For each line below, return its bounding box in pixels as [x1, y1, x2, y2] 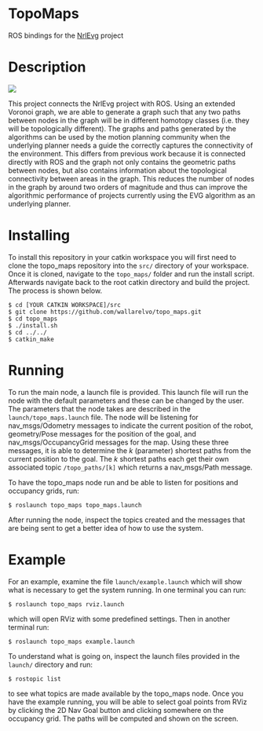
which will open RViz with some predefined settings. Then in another [8, 614, 230, 623]
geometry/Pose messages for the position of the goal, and [8, 429, 196, 438]
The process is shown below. [8, 286, 103, 295]
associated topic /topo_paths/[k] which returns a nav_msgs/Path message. [8, 462, 253, 472]
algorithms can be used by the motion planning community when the [8, 132, 231, 141]
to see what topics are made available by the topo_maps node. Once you [8, 689, 243, 698]
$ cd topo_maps [8, 315, 58, 323]
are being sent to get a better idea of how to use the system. [8, 523, 204, 532]
